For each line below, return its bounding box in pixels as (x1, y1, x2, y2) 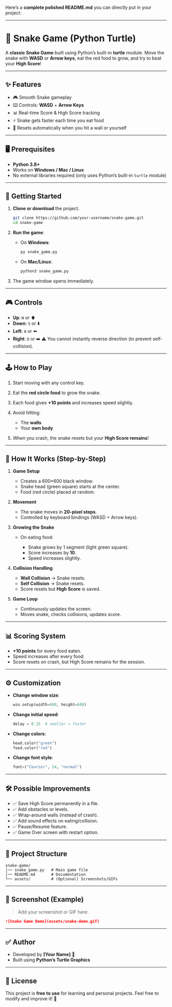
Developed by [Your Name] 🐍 (12, 952, 75, 958)
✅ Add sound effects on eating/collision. (12, 818, 98, 824)
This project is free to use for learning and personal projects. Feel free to (5, 990, 159, 996)
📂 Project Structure (5, 849, 68, 858)
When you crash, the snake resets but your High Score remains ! (12, 435, 149, 441)
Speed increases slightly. (28, 555, 81, 562)
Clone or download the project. (12, 206, 79, 212)
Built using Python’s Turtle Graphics (12, 957, 91, 963)
